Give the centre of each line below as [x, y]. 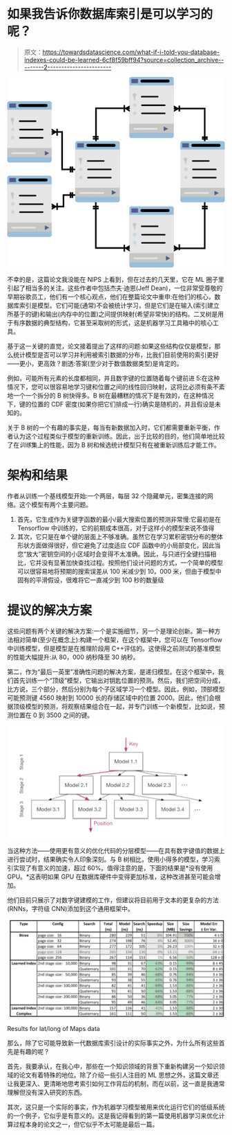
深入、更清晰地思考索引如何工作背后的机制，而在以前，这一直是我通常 [125, 1084]
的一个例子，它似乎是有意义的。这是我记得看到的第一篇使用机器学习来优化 [113, 1116]
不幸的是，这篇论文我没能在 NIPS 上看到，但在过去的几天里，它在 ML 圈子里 [116, 279]
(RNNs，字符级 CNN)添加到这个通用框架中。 [70, 908]
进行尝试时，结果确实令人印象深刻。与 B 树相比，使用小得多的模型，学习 [111, 859]
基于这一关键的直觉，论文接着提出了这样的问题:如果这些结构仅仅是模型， [111, 346]
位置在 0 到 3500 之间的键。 [53, 715]
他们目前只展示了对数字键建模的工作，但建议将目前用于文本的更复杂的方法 [113, 900]
